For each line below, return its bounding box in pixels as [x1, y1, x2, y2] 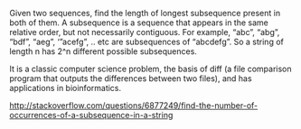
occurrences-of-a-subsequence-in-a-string [9, 110, 174, 120]
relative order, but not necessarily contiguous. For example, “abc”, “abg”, [9, 27, 280, 37]
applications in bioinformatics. [9, 83, 122, 93]
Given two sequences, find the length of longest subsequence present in [9, 8, 281, 18]
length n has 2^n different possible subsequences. [9, 46, 197, 57]
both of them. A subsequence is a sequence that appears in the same [9, 17, 268, 28]
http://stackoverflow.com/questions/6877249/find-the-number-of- [9, 100, 259, 111]
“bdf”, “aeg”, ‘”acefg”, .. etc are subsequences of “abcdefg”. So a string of [9, 36, 285, 47]
